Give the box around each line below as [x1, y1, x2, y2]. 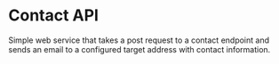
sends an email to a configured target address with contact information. [8, 44, 271, 54]
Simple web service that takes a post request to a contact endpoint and [8, 35, 270, 45]
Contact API [8, 5, 100, 26]
